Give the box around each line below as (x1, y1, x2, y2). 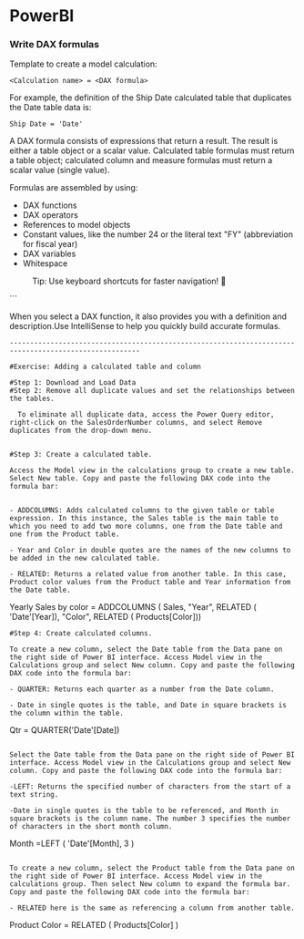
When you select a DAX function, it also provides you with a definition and (9, 311, 288, 322)
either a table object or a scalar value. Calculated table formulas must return (9, 145, 295, 156)
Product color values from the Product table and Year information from (9, 578, 291, 587)
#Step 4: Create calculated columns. (9, 629, 153, 638)
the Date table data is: (9, 102, 92, 113)
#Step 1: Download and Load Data (9, 378, 137, 387)
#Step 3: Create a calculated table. (9, 450, 153, 459)
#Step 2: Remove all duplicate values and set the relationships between (9, 387, 296, 396)
